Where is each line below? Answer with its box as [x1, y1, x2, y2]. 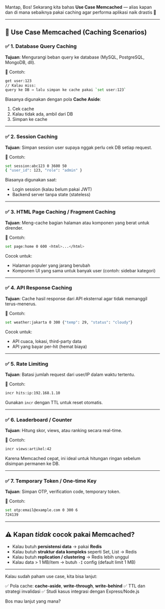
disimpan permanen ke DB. [5, 461, 60, 466]
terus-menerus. [5, 301, 37, 307]
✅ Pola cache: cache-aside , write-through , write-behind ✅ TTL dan [5, 582, 146, 589]
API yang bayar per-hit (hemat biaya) [12, 344, 87, 349]
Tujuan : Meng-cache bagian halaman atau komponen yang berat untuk [5, 220, 150, 226]
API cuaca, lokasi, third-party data [12, 338, 82, 344]
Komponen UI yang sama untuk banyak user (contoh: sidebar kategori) [12, 267, 156, 273]
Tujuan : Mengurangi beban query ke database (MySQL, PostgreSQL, [5, 54, 145, 60]
